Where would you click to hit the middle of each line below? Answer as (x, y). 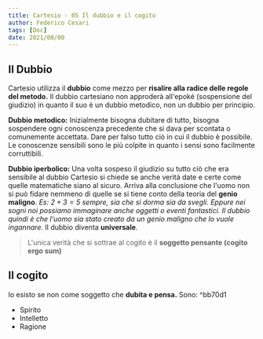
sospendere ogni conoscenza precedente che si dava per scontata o (119, 129)
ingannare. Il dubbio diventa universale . (73, 227)
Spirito (30, 310)
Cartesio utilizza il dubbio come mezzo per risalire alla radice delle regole (128, 88)
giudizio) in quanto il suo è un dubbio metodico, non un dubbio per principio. (132, 105)
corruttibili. (26, 153)
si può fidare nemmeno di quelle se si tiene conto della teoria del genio (123, 194)
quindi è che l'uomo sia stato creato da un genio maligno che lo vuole (121, 219)
